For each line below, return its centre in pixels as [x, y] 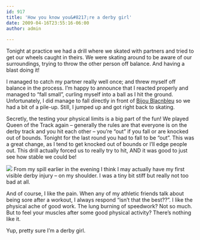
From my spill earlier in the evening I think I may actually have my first [99, 169]
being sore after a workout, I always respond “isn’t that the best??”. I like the [99, 200]
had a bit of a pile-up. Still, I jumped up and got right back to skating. [90, 107]
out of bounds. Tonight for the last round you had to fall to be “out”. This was [100, 138]
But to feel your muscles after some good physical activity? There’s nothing [99, 212]
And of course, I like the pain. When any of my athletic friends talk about [95, 194]
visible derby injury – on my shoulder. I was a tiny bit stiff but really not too [98, 176]
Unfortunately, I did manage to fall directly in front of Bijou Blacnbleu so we [99, 101]
